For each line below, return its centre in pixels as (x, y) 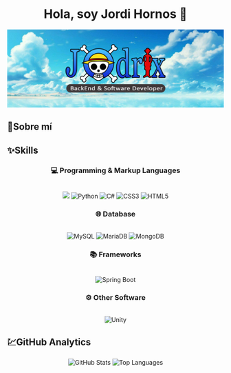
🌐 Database (115, 214)
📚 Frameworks (115, 254)
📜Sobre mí (30, 127)
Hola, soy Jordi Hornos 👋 (115, 14)
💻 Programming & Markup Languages (115, 170)
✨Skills (23, 150)
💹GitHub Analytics (49, 342)
